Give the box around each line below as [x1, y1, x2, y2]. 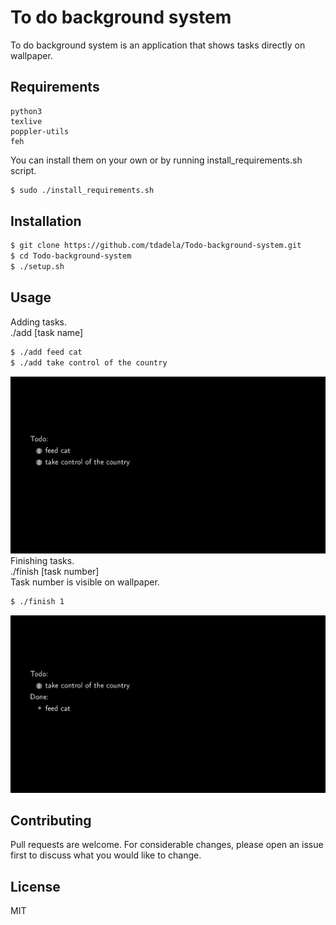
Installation [10, 213, 82, 230]
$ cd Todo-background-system [10, 251, 132, 261]
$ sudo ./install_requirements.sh [10, 185, 155, 195]
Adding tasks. [10, 316, 67, 328]
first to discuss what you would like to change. [10, 849, 202, 861]
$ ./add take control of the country [10, 357, 168, 368]
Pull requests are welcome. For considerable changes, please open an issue [10, 839, 324, 851]
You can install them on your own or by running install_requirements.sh [10, 154, 303, 166]
